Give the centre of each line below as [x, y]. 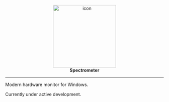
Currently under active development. [43, 94]
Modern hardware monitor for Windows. [47, 84]
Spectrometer [84, 70]
